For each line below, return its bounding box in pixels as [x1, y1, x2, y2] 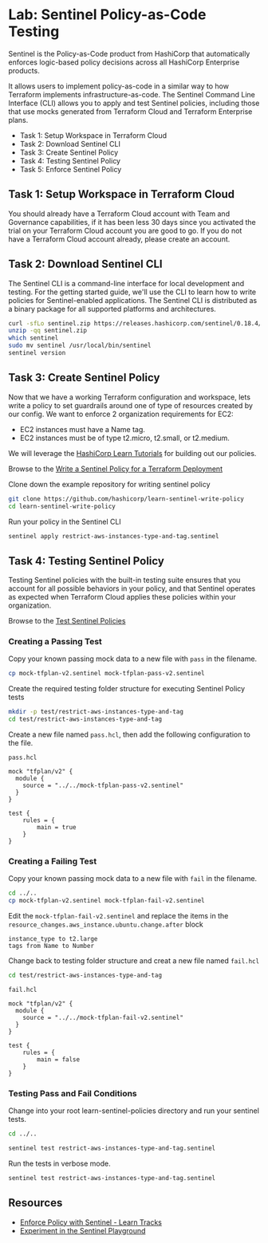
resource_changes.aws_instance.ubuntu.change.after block [8, 919, 203, 930]
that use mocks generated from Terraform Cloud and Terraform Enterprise [8, 106, 253, 116]
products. [8, 65, 40, 75]
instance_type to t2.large [8, 935, 98, 943]
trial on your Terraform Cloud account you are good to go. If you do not [8, 226, 242, 235]
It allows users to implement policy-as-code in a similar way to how [8, 81, 230, 91]
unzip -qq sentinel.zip [8, 327, 88, 335]
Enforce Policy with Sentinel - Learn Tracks [19, 1217, 162, 1227]
